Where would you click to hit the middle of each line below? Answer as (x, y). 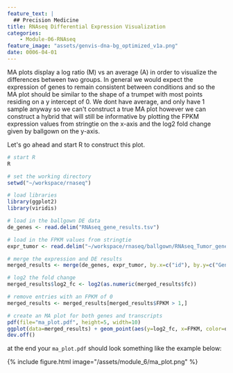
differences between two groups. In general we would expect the (100, 79)
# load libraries (32, 195)
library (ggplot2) (32, 202)
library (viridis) (32, 208)
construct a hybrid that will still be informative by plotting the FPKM (103, 116)
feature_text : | (31, 14)
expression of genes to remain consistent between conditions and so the (111, 87)
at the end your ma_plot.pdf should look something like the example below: (114, 349)
